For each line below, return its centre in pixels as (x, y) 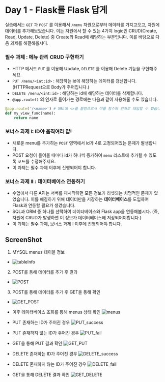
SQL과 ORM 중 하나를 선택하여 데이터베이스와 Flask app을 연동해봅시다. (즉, (86, 211)
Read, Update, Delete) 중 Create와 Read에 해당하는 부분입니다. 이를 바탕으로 (80, 37)
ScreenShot (24, 240)
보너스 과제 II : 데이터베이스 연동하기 (45, 181)
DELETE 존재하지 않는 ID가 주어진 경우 (49, 364)
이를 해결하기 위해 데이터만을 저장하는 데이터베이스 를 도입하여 (90, 199)
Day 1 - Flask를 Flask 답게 (56, 10)
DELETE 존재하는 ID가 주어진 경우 (45, 354)
